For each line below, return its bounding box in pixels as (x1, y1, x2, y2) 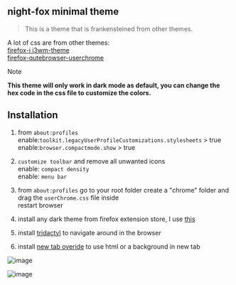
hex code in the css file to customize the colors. (7, 88, 151, 97)
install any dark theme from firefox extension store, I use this (17, 215, 195, 223)
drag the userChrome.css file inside (17, 193, 119, 202)
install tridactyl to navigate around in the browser (17, 228, 161, 237)
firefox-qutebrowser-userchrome (7, 53, 104, 62)
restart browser (17, 200, 63, 209)
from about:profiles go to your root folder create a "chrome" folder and (17, 185, 230, 194)
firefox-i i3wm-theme (7, 45, 70, 54)
